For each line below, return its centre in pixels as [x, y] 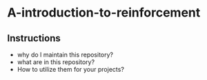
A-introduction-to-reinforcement [104, 13]
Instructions [34, 38]
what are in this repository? [56, 62]
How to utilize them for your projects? [70, 69]
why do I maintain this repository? [65, 54]
